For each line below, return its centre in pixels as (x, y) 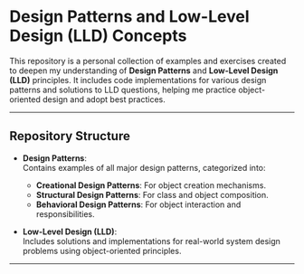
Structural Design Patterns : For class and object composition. (152, 194)
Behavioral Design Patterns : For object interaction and (138, 204)
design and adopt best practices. (104, 99)
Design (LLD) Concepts (98, 36)
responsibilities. (65, 213)
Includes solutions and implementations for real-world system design (151, 241)
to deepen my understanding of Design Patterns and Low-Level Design (144, 71)
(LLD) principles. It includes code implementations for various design (138, 80)
